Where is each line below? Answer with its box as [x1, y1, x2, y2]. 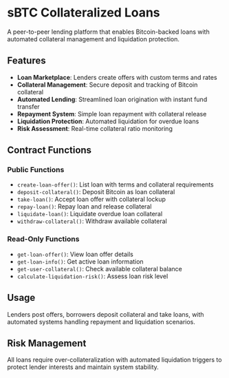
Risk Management [7, 337, 87, 349]
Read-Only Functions [7, 234, 80, 244]
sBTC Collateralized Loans [7, 5, 160, 21]
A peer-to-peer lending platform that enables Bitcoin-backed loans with [7, 28, 210, 36]
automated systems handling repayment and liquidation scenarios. [7, 317, 196, 326]
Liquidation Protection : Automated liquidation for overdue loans [17, 117, 199, 125]
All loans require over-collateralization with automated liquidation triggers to [7, 356, 222, 364]
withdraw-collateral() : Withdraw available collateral [17, 217, 167, 225]
